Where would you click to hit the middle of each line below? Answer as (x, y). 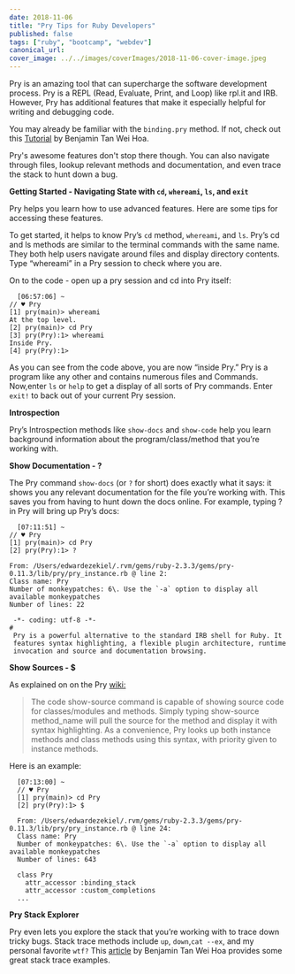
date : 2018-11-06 (41, 17)
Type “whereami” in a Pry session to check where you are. (116, 263)
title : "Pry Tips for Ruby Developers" (83, 26)
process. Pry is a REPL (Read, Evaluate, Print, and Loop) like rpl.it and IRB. (144, 93)
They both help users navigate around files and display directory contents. (144, 254)
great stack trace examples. (60, 960)
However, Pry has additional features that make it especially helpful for (138, 102)
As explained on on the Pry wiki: (68, 685)
